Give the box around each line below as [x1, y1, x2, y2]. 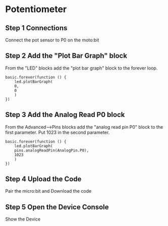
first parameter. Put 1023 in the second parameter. [5, 129, 110, 135]
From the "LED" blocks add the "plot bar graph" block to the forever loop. [5, 65, 158, 71]
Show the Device [5, 216, 41, 222]
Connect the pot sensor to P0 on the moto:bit [5, 37, 99, 43]
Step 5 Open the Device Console [5, 203, 109, 211]
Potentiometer [5, 4, 67, 15]
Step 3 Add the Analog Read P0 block [5, 110, 125, 119]
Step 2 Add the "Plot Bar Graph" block [5, 51, 128, 60]
